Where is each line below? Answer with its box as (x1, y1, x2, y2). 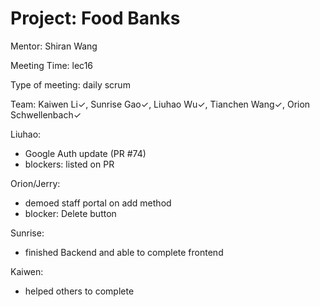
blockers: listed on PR (24, 158, 115, 170)
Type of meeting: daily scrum (10, 78, 131, 91)
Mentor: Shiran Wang (10, 40, 98, 52)
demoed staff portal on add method (24, 197, 172, 209)
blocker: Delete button (24, 207, 117, 219)
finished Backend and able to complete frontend (24, 246, 224, 258)
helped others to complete (24, 285, 135, 297)
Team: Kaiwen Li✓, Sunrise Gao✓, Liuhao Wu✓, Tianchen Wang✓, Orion (10, 98, 311, 110)
